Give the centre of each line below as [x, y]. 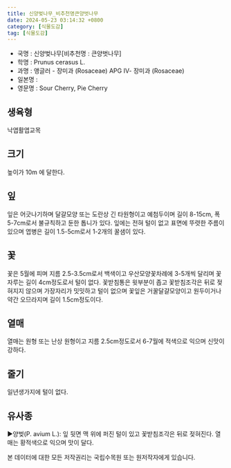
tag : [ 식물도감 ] [28, 33]
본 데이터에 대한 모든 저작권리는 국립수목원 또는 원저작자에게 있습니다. [101, 457]
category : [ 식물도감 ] [35, 26]
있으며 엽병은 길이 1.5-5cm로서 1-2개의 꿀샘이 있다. [76, 231]
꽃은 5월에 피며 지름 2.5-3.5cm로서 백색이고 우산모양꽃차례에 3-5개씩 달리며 [111, 273]
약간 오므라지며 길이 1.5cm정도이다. [55, 300]
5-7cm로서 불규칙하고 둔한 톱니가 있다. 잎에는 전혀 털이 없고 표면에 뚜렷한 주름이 [116, 223]
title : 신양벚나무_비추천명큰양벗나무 [53, 14]
